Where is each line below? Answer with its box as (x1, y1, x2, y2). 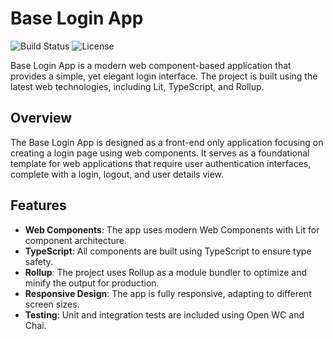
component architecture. (24, 234, 127, 246)
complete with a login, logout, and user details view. (10, 168, 225, 180)
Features (10, 197, 67, 214)
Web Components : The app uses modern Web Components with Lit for (24, 223, 320, 236)
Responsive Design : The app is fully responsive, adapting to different (24, 287, 312, 299)
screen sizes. (24, 298, 80, 310)
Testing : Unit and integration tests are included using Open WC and (24, 308, 305, 321)
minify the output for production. (24, 277, 160, 289)
